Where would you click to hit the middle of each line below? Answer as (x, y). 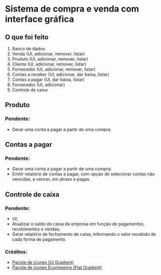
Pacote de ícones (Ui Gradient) (43, 262)
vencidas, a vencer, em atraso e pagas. (51, 179)
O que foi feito (27, 37)
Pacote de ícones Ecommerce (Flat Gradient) (57, 268)
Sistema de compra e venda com (72, 9)
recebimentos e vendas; (36, 229)
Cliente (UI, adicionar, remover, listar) (49, 64)
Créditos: (16, 252)
